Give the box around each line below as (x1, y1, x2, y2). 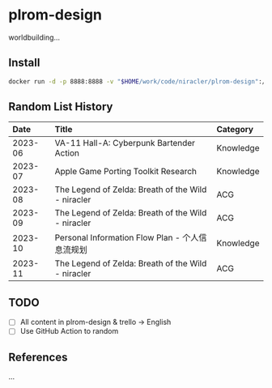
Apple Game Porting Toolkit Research (54, 166, 197, 177)
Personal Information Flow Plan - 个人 (54, 232, 199, 244)
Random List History (8, 100, 113, 114)
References (8, 350, 68, 364)
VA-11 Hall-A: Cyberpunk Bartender (54, 138, 196, 149)
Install (8, 56, 40, 70)
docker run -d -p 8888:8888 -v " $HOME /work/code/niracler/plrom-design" (8, 77, 259, 86)
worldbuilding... (8, 32, 61, 42)
